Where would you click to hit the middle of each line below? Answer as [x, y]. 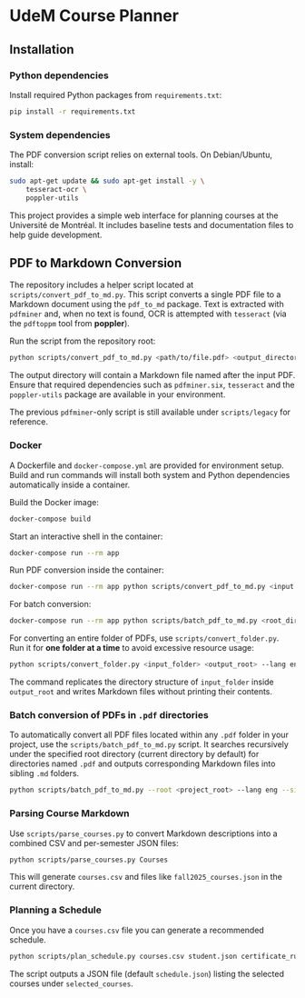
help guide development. [56, 235]
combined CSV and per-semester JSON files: [94, 843]
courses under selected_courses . [71, 983]
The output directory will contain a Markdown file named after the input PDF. [152, 375]
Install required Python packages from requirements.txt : [116, 95]
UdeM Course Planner [94, 16]
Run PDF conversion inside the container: [87, 570]
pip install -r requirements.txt [73, 111]
